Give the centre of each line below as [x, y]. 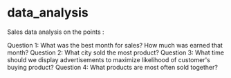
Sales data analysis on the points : [56, 32]
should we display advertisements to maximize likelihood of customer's [109, 59]
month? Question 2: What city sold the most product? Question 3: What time [116, 52]
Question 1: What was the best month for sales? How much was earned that [115, 45]
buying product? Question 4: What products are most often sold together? [112, 67]
